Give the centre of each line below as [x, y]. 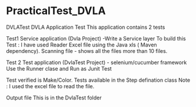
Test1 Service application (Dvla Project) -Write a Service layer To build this [96, 38]
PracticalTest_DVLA [56, 11]
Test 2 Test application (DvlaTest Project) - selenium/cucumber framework [97, 62]
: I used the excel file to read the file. [50, 86]
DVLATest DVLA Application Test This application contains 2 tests [86, 27]
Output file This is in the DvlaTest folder [54, 98]
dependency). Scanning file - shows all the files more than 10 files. [87, 51]
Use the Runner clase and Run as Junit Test [59, 68]
